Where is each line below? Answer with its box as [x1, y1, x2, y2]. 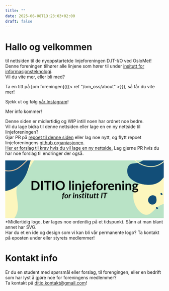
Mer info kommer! [5, 108, 42, 114]
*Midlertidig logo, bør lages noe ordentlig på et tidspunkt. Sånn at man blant [5, 218, 163, 224]
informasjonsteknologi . [5, 69, 53, 75]
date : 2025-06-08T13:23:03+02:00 [5, 13, 75, 19]
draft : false [5, 19, 33, 24]
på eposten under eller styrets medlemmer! [5, 235, 95, 241]
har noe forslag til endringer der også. [5, 150, 84, 156]
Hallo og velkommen [5, 41, 93, 52]
